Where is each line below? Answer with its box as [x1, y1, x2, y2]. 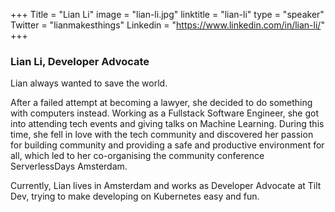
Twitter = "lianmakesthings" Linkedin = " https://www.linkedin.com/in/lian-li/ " [10, 19, 325, 31]
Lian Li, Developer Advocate [10, 54, 150, 68]
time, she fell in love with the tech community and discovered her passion [10, 129, 314, 141]
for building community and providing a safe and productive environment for [10, 139, 325, 151]
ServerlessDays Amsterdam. [10, 160, 128, 173]
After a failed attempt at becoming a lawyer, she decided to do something [10, 97, 313, 109]
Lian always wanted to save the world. [10, 77, 168, 89]
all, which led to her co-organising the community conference [10, 150, 265, 162]
